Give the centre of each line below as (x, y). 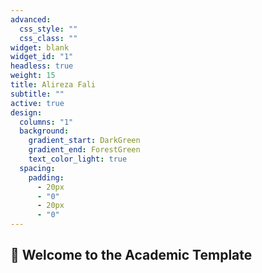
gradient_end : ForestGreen (84, 150)
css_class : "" (48, 38)
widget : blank (40, 47)
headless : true (42, 66)
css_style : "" (48, 29)
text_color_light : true (78, 159)
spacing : (37, 168)
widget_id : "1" (42, 57)
